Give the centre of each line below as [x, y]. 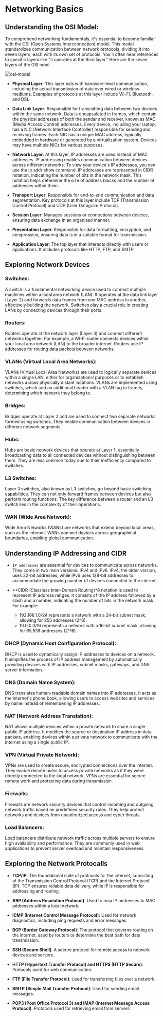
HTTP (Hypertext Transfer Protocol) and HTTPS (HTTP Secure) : [78, 964]
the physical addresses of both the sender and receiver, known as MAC [84, 119]
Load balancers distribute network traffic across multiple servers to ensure [80, 838]
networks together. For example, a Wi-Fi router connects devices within [77, 339]
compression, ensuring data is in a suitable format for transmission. [80, 235]
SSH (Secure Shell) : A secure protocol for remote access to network [81, 950]
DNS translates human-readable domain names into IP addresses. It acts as [81, 693]
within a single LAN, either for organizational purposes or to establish [74, 378]
